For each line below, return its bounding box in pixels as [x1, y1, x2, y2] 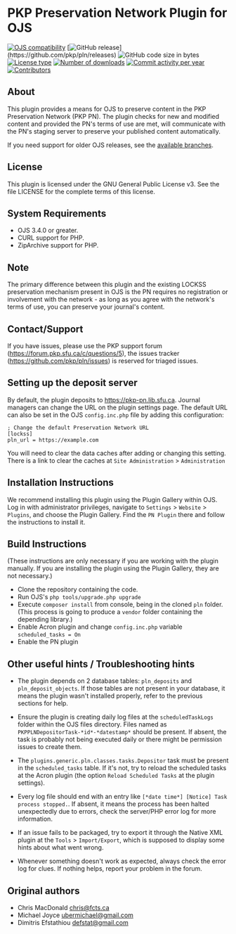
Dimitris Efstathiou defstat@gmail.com [17, 919, 129, 927]
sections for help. [17, 699, 69, 708]
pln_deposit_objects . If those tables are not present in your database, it [17, 684, 225, 693]
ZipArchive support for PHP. [17, 241, 99, 250]
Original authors [7, 885, 80, 897]
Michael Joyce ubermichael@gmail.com [17, 911, 133, 919]
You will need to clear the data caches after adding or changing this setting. [7, 449, 226, 457]
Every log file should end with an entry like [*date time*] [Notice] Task [17, 793, 228, 801]
